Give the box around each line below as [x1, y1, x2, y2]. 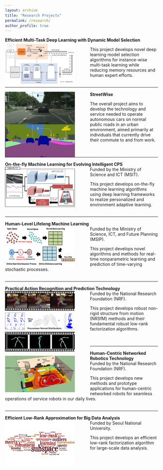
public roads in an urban [90, 122, 139, 127]
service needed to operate [90, 111, 143, 117]
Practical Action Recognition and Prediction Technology [5, 286, 120, 292]
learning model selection [90, 52, 139, 58]
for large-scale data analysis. [90, 445, 148, 451]
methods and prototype [90, 381, 137, 386]
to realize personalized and [90, 197, 144, 203]
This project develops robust [90, 305, 147, 311]
